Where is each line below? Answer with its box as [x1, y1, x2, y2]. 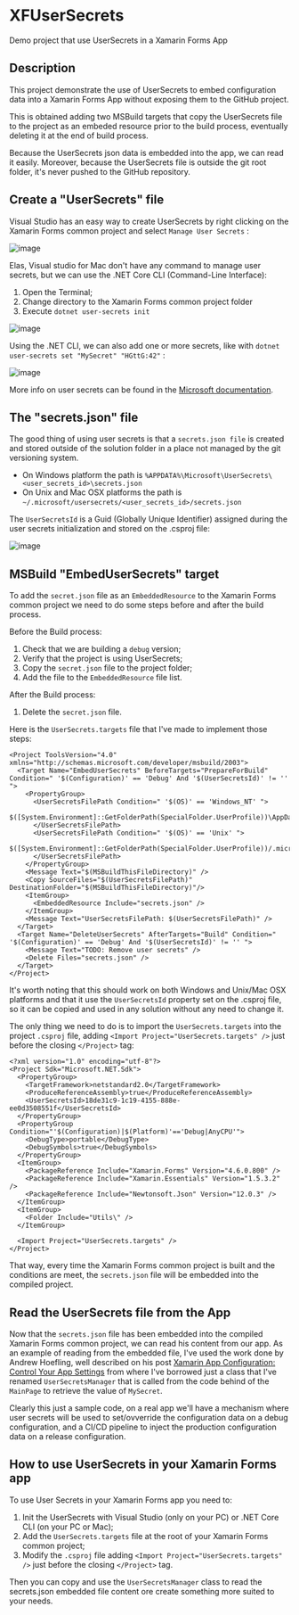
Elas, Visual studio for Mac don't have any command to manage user [9, 260, 261, 270]
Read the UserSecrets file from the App [9, 1305, 231, 1320]
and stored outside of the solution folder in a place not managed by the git [9, 443, 281, 454]
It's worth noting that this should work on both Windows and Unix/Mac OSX [9, 985, 287, 995]
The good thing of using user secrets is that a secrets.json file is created [9, 433, 285, 444]
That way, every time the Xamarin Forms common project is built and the [9, 1260, 276, 1271]
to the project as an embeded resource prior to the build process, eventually [9, 120, 288, 131]
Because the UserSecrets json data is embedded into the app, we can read [9, 147, 285, 158]
